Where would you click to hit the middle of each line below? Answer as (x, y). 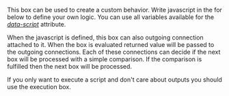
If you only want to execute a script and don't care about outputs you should (114, 80)
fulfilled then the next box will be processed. (69, 66)
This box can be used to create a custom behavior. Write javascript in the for (114, 10)
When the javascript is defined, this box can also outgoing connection (105, 37)
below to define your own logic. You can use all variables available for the (110, 17)
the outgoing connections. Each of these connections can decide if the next (114, 52)
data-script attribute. (37, 24)
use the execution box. (39, 87)
